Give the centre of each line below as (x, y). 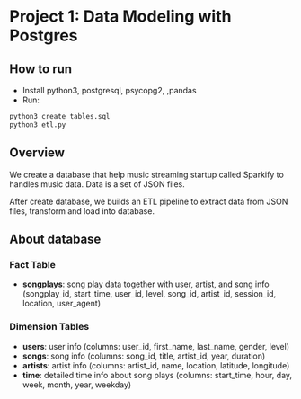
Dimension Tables (49, 327)
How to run (41, 69)
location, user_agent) (62, 304)
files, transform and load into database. (82, 211)
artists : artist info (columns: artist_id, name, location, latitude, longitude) (156, 365)
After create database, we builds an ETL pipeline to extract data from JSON (149, 201)
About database (55, 239)
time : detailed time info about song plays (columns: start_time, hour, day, (157, 375)
